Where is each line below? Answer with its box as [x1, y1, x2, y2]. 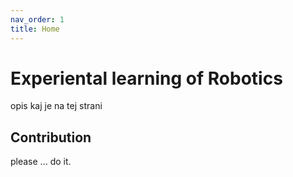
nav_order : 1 [10, 14, 65, 25]
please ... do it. [10, 156, 72, 168]
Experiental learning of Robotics [10, 67, 283, 90]
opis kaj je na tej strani [10, 100, 103, 112]
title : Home [10, 24, 60, 34]
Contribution [10, 129, 92, 146]
